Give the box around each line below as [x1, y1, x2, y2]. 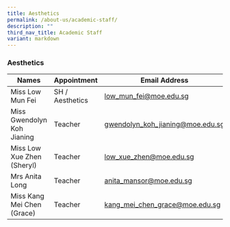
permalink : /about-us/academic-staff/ [7, 16, 118, 23]
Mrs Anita [10, 172, 42, 181]
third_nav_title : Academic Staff [7, 29, 103, 36]
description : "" [7, 23, 53, 29]
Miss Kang [10, 191, 44, 201]
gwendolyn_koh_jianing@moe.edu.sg [104, 120, 225, 129]
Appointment [53, 76, 98, 85]
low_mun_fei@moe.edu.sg [104, 92, 190, 101]
